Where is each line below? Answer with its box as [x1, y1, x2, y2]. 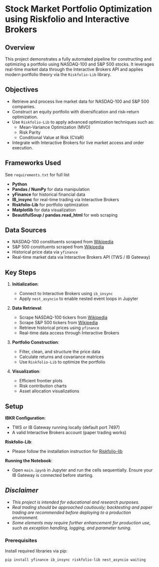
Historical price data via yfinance [12, 249, 78, 255]
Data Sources [5, 226, 47, 235]
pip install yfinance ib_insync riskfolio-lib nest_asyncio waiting [5, 557, 146, 563]
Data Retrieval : [12, 305, 43, 311]
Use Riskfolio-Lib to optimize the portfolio [19, 359, 105, 365]
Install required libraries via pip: [5, 548, 68, 554]
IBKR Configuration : [5, 415, 46, 421]
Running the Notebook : [5, 458, 53, 464]
